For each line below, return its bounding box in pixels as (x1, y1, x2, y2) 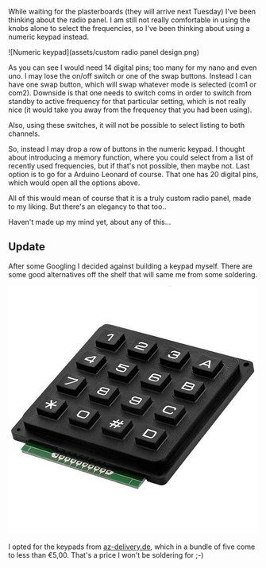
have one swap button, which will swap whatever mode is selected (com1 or (8, 79, 256, 89)
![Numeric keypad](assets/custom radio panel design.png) (8, 48, 200, 56)
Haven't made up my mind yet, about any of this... (8, 218, 172, 226)
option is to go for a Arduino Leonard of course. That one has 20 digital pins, (8, 170, 259, 179)
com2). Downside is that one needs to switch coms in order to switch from (8, 88, 253, 98)
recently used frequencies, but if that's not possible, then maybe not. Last (8, 161, 250, 170)
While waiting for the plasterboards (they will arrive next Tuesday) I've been (8, 7, 256, 16)
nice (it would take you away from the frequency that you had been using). (8, 105, 253, 114)
